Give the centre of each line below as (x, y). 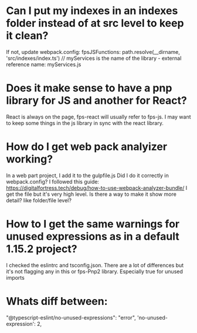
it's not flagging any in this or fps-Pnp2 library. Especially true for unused (95, 271)
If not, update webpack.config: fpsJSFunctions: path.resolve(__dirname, (93, 52)
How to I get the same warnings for (93, 224)
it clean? (27, 36)
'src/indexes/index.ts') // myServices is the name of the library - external (94, 58)
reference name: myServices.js (44, 64)
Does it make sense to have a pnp (89, 88)
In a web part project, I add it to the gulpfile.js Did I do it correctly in (87, 175)
